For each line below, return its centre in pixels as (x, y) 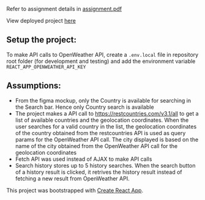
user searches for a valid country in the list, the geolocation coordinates (106, 126)
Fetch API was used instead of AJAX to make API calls (84, 159)
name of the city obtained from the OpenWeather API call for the (96, 146)
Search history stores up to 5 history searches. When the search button (105, 165)
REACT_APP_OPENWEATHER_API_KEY (46, 67)
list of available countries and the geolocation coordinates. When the (102, 120)
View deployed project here (41, 20)
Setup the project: (41, 40)
